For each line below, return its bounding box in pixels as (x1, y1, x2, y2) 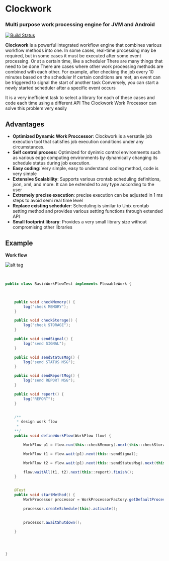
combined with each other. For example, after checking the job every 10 (5, 69, 154, 75)
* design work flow (16, 419, 57, 424)
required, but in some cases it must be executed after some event (5, 53, 141, 59)
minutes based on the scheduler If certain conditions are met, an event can (5, 74, 161, 81)
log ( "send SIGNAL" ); (23, 341, 66, 346)
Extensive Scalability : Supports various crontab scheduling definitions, (12, 176, 161, 182)
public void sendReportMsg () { (14, 373, 80, 378)
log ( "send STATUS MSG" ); (23, 359, 75, 365)
